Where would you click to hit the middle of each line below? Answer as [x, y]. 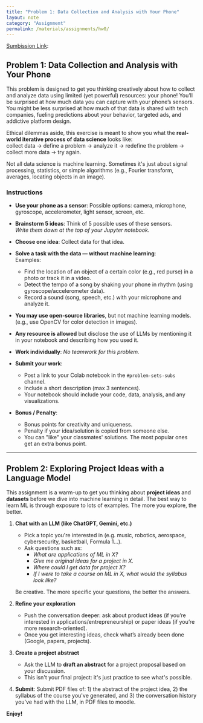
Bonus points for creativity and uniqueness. [78, 425]
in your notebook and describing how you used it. [77, 340]
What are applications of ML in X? [76, 555]
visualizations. [42, 401]
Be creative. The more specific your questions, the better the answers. [103, 592]
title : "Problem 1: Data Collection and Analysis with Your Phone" [93, 12]
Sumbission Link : [27, 46]
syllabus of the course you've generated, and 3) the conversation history [106, 696]
